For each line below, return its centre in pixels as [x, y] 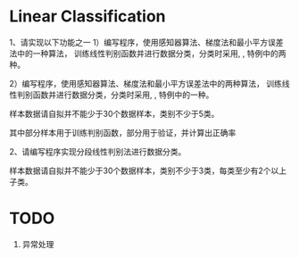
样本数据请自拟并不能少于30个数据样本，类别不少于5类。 [114, 113]
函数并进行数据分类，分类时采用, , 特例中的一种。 [123, 95]
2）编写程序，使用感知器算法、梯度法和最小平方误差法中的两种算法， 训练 [146, 83]
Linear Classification [88, 17]
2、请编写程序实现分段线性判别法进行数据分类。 [98, 151]
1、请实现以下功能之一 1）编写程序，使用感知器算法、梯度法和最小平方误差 [146, 42]
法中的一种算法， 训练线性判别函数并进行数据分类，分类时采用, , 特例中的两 [148, 53]
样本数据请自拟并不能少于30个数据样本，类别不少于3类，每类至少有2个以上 [148, 171]
